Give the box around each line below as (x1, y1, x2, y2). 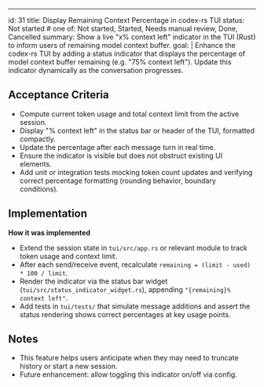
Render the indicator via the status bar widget (19, 276, 168, 286)
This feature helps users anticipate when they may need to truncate (19, 353, 239, 363)
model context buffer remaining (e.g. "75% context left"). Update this (8, 57, 232, 67)
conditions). (19, 184, 59, 193)
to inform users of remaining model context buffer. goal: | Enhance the (8, 41, 236, 49)
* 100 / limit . (19, 268, 68, 277)
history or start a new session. (19, 362, 118, 371)
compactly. (19, 134, 57, 144)
